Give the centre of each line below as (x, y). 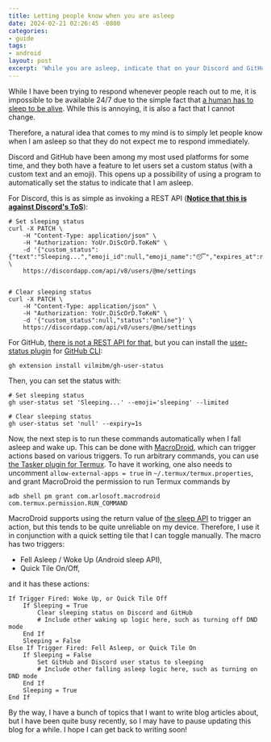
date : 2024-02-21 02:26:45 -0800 (65, 23)
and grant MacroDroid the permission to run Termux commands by (119, 481)
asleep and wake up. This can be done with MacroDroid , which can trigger (132, 447)
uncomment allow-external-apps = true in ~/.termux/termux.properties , (131, 473)
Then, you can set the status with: (65, 381)
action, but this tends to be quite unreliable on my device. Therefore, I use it (134, 527)
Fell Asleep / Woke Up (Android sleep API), (91, 559)
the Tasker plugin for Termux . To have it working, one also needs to (120, 464)
